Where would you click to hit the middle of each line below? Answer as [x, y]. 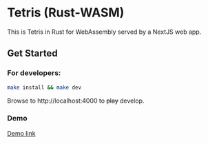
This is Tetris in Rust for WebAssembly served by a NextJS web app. [104, 32]
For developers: [34, 73]
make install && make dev [44, 88]
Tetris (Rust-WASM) [66, 13]
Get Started [32, 53]
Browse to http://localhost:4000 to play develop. [76, 101]
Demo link [21, 133]
